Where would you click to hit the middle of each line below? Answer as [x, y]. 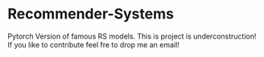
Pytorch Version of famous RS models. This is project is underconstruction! [132, 36]
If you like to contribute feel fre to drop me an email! [94, 44]
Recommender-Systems [91, 14]
